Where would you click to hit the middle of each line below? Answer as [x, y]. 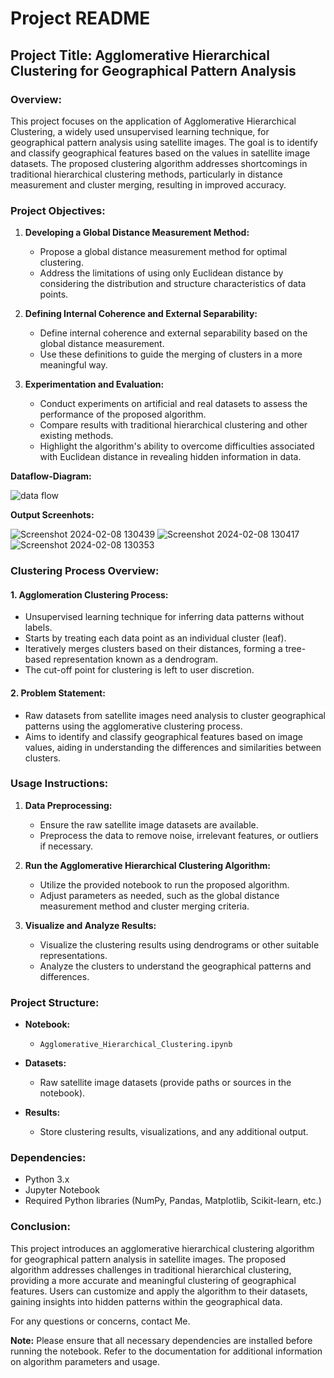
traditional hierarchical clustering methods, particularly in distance [146, 174]
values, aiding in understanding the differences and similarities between [173, 747]
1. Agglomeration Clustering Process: [89, 594]
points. [54, 294]
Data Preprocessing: [68, 805]
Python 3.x [47, 1179]
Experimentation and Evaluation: [94, 384]
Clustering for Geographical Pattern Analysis [153, 70]
